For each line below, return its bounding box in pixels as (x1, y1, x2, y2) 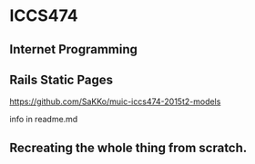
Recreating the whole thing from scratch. (9, 140, 248, 155)
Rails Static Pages (9, 72, 114, 87)
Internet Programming (9, 42, 138, 57)
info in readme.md (9, 114, 78, 125)
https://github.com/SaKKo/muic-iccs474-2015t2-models (9, 96, 221, 107)
